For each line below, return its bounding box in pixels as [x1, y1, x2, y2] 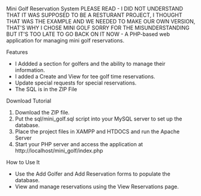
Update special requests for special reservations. [14, 79, 137, 86]
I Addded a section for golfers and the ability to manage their [14, 60, 166, 67]
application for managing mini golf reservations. [6, 37, 125, 44]
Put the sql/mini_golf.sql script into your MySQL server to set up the [14, 115, 182, 122]
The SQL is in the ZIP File [14, 86, 77, 92]
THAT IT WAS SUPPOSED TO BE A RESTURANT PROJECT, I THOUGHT [6, 11, 182, 19]
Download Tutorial [6, 97, 52, 104]
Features [6, 49, 28, 56]
